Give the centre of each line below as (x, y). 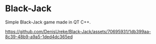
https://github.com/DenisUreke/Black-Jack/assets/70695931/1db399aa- (78, 31)
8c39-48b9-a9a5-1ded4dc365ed (39, 37)
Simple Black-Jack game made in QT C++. (48, 22)
